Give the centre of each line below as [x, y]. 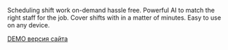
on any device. [29, 25]
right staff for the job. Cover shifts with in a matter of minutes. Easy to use [114, 18]
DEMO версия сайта [38, 39]
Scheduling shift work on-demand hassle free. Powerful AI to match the [111, 10]
